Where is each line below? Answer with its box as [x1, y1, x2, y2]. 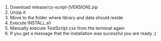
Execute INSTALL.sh [9, 20, 51, 26]
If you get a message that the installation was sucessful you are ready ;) [9, 31, 157, 36]
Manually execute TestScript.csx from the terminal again [9, 25, 125, 31]
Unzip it [9, 9, 26, 15]
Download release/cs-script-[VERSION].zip [9, 4, 98, 10]
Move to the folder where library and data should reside [9, 15, 123, 20]
